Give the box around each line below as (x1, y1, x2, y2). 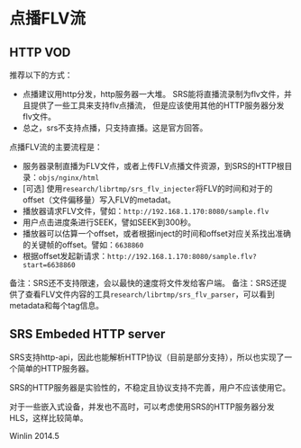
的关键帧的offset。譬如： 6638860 (22, 239, 144, 250)
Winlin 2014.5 (9, 430, 60, 441)
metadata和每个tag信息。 (9, 300, 104, 310)
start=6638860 (22, 261, 76, 270)
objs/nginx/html (38, 174, 100, 183)
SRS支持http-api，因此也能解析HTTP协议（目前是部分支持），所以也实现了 (9, 352, 285, 363)
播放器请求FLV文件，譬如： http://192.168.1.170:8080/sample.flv (22, 206, 269, 216)
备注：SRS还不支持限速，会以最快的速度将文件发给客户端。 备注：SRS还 (9, 278, 279, 288)
